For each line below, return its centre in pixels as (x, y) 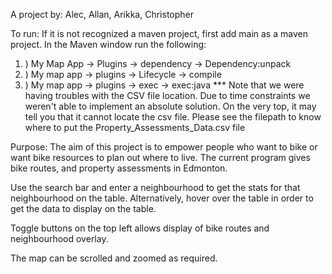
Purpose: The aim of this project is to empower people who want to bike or (164, 147)
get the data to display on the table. (83, 208)
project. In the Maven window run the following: (108, 44)
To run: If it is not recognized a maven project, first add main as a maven (159, 33)
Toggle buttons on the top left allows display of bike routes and (140, 228)
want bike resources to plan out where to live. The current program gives (160, 157)
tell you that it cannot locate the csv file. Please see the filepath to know (173, 117)
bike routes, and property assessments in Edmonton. (119, 168)
